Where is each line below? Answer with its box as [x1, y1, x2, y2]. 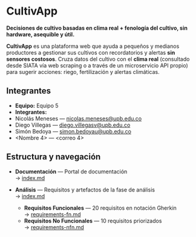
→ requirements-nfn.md [24, 223, 85, 231]
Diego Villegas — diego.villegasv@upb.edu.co [15, 121, 131, 129]
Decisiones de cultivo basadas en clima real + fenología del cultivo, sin [6, 24, 188, 32]
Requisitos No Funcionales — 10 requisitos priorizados [24, 217, 162, 224]
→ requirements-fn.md [24, 210, 81, 218]
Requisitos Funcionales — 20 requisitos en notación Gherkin [24, 204, 177, 212]
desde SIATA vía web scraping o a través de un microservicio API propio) [6, 62, 189, 69]
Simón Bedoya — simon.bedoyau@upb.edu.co [15, 127, 132, 135]
